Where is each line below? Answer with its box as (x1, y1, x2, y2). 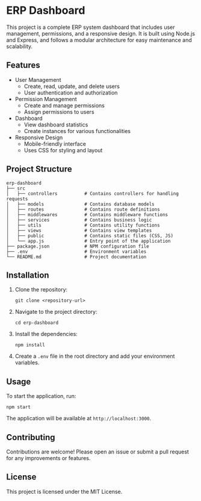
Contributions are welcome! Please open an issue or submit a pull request (6, 448, 190, 455)
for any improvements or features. (6, 455, 91, 461)
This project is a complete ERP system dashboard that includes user (6, 23, 176, 31)
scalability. (6, 43, 33, 50)
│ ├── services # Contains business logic (6, 217, 152, 223)
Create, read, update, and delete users (23, 82, 120, 90)
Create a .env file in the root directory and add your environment (14, 353, 175, 360)
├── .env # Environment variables (6, 248, 147, 255)
